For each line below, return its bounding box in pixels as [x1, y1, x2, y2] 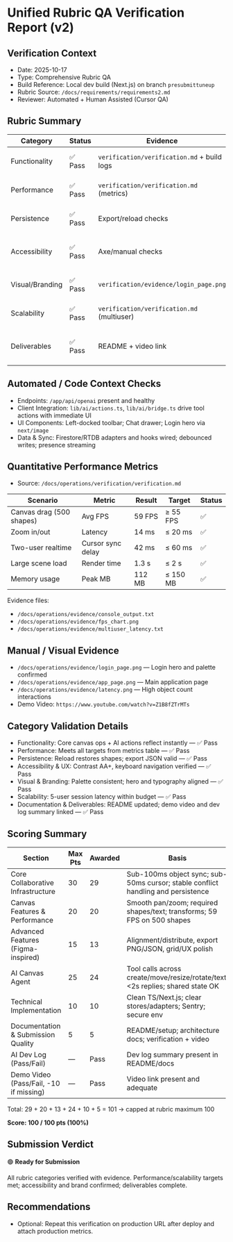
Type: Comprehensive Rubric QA [17, 73, 111, 81]
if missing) [10, 1087, 45, 1097]
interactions [17, 693, 52, 701]
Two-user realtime [10, 543, 72, 553]
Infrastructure [10, 886, 55, 896]
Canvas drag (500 [10, 507, 71, 517]
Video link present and [126, 1074, 200, 1084]
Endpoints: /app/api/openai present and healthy [17, 396, 155, 404]
